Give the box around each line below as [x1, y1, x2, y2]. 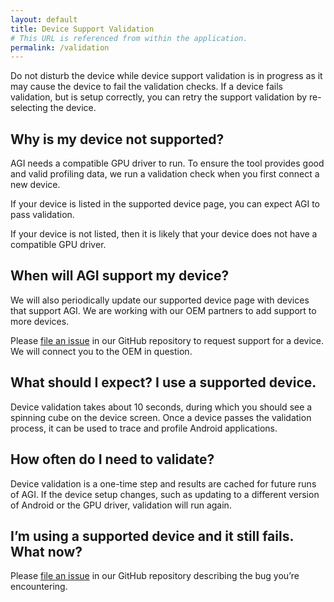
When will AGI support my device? [10, 267, 230, 285]
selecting [10, 102, 48, 114]
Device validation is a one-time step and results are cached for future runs [10, 477, 317, 490]
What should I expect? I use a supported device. [10, 374, 317, 391]
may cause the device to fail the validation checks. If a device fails [10, 81, 283, 93]
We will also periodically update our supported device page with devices [10, 294, 310, 306]
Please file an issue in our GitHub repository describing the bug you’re [10, 570, 300, 582]
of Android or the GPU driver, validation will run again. [10, 499, 232, 511]
